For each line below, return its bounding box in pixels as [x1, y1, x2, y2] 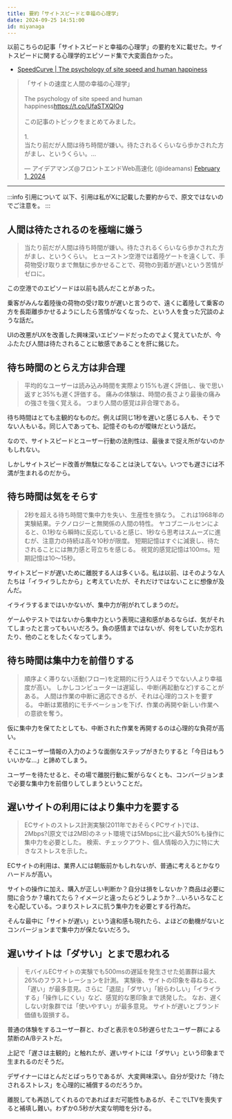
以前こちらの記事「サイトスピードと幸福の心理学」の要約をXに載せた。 [7, 43, 211, 51]
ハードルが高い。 [7, 870, 56, 879]
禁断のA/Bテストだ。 [7, 1034, 66, 1042]
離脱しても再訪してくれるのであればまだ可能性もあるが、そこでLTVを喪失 [7, 1095, 217, 1104]
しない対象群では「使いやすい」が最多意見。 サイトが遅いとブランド [23, 1002, 220, 1010]
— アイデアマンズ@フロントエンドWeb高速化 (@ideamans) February [23, 164, 220, 173]
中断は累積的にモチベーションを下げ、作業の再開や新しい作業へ [37, 700, 220, 709]
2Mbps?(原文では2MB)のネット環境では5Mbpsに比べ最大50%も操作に [23, 830, 225, 838]
